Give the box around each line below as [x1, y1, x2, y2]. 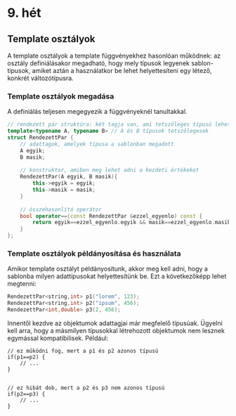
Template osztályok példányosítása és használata [7, 248, 181, 258]
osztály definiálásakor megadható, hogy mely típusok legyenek [7, 59, 190, 67]
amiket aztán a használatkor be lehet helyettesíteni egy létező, [32, 67, 212, 74]
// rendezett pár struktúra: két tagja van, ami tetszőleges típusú [7, 121, 212, 128]
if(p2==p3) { [7, 390, 46, 398]
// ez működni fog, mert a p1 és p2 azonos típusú [7, 347, 159, 354]
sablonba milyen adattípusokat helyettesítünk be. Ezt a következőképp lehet [7, 272, 227, 280]
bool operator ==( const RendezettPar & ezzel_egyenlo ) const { [20, 212, 202, 219]
